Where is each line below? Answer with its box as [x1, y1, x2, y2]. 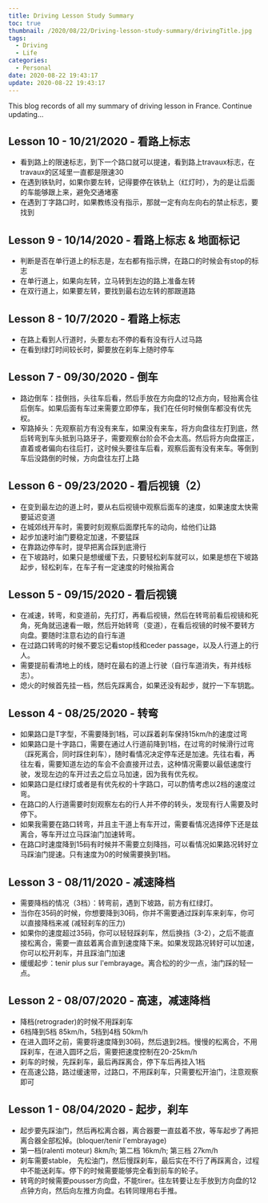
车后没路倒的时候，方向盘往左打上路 [19, 453, 140, 463]
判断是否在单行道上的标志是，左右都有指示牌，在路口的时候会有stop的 [19, 256, 252, 265]
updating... [8, 109, 44, 119]
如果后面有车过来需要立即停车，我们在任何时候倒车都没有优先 [47, 403, 252, 413]
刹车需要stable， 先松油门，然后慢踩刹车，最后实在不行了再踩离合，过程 [19, 1156, 260, 1165]
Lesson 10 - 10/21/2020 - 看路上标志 [8, 134, 190, 148]
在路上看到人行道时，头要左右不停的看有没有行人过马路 [19, 334, 202, 344]
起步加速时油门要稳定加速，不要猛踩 [19, 532, 140, 541]
